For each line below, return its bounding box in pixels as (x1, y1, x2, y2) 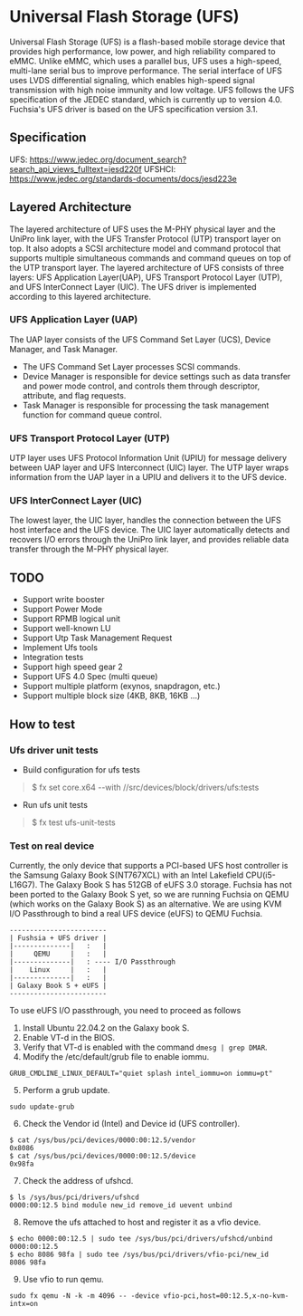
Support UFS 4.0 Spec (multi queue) (22, 671, 158, 682)
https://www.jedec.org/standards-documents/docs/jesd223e (9, 173, 237, 184)
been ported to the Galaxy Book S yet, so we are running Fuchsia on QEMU (9, 889, 289, 900)
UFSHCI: (143, 163, 176, 174)
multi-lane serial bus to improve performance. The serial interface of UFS (9, 65, 282, 76)
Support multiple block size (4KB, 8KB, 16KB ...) (22, 690, 201, 701)
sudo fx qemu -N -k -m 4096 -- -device (9, 1292, 160, 1301)
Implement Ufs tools (22, 642, 98, 653)
